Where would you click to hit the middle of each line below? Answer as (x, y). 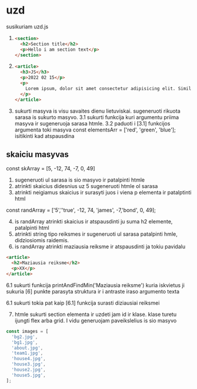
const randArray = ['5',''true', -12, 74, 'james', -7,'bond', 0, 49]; (81, 210)
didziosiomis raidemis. (42, 240)
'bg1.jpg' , (25, 342)
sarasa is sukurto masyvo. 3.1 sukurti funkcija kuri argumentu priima (97, 117)
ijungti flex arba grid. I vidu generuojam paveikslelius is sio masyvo (96, 320)
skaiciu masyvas (38, 154)
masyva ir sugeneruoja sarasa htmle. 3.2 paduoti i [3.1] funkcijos (92, 123)
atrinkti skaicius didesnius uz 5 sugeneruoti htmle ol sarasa (86, 186)
